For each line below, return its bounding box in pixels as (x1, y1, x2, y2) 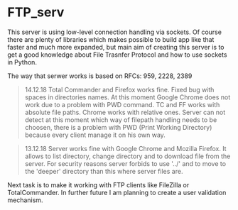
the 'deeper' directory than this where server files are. (24, 167, 183, 175)
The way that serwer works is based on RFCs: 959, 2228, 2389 (7, 72, 193, 80)
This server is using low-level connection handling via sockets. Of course (7, 28, 222, 36)
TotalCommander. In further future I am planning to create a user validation (7, 188, 227, 197)
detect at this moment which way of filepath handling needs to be (24, 115, 217, 124)
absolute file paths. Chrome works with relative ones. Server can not (24, 108, 226, 116)
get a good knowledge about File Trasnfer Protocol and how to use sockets (7, 50, 227, 59)
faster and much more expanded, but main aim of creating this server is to (7, 43, 225, 51)
